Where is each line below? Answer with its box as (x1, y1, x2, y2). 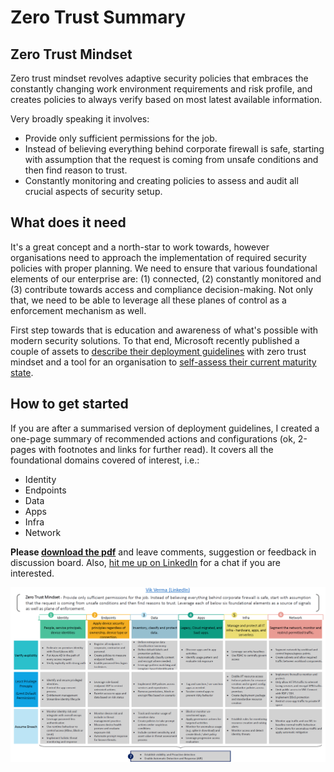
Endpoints (24, 484, 67, 496)
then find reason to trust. (24, 164, 128, 176)
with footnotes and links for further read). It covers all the (38, 443, 274, 455)
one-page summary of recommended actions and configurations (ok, (10, 432, 296, 445)
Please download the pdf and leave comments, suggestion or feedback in (10, 546, 317, 558)
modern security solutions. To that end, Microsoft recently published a (10, 334, 300, 346)
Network (24, 526, 62, 538)
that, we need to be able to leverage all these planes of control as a (10, 294, 287, 306)
